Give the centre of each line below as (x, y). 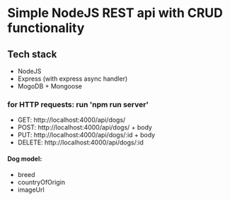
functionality (46, 28)
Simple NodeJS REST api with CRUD (115, 13)
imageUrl (31, 190)
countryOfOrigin (41, 182)
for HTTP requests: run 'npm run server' (78, 104)
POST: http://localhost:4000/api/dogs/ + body (85, 127)
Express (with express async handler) (73, 79)
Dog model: (25, 159)
